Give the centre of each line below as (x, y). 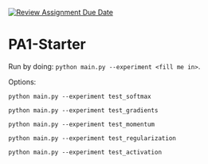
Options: (22, 82)
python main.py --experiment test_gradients (83, 110)
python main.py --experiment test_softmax (80, 96)
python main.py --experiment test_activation (85, 152)
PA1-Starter (47, 45)
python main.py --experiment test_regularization (92, 138)
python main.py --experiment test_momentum (82, 124)
